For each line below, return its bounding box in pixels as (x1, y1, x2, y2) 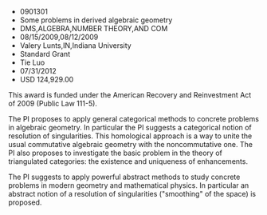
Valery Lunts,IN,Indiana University (19, 41, 132, 50)
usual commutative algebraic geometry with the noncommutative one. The (8, 140, 253, 149)
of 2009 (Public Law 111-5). (8, 99, 98, 108)
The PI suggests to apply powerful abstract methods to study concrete (8, 172, 241, 181)
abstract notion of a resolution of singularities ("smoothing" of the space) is (8, 189, 257, 198)
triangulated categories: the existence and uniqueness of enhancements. (8, 157, 249, 166)
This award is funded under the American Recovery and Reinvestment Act (8, 90, 252, 99)
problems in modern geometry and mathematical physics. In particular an (8, 181, 249, 190)
